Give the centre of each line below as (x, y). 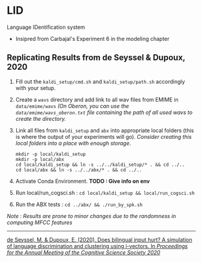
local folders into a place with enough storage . (73, 143)
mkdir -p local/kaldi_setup (50, 154)
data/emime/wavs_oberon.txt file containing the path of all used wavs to (104, 112)
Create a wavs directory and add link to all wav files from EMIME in (97, 99)
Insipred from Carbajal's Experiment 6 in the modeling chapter (92, 38)
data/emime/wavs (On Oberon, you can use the (72, 106)
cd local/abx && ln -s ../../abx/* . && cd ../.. (79, 170)
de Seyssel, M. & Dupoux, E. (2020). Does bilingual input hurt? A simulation (100, 239)
